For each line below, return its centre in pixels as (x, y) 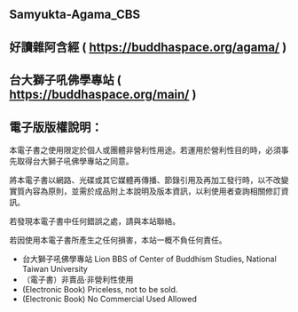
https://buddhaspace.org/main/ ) (103, 95)
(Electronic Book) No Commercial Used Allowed (109, 299)
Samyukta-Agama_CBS (75, 15)
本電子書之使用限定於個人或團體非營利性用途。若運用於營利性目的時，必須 (145, 149)
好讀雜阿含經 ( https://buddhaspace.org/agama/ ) (148, 47)
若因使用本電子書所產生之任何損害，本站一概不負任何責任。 (118, 240)
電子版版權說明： (56, 127)
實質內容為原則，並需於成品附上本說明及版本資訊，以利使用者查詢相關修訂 (145, 191)
